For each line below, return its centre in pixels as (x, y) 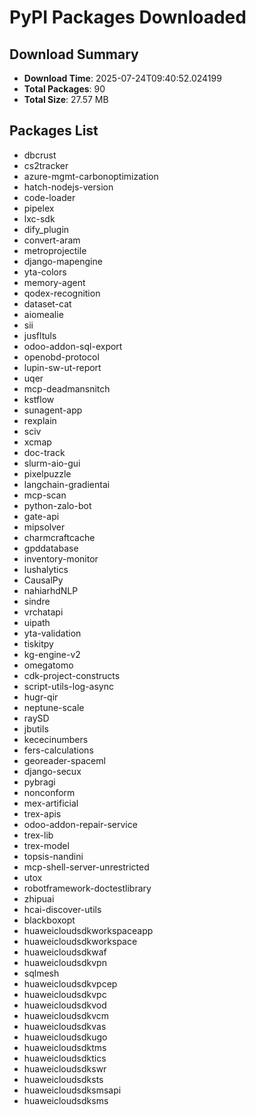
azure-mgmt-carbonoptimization (91, 176)
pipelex (39, 208)
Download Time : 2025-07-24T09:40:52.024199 (122, 78)
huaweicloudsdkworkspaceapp (88, 930)
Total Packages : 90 (64, 89)
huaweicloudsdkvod (65, 1005)
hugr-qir (41, 697)
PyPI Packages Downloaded (128, 17)
